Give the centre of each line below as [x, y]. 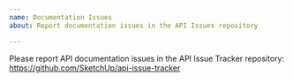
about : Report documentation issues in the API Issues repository [134, 26]
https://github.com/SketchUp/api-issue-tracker [95, 68]
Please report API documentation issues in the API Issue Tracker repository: [147, 58]
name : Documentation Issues [61, 17]
